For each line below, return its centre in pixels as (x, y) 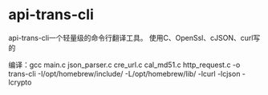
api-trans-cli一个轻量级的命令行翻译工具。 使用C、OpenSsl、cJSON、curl (131, 38)
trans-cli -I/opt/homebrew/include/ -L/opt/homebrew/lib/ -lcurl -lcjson (124, 73)
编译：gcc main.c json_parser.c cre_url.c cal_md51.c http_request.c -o (124, 65)
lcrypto (20, 82)
